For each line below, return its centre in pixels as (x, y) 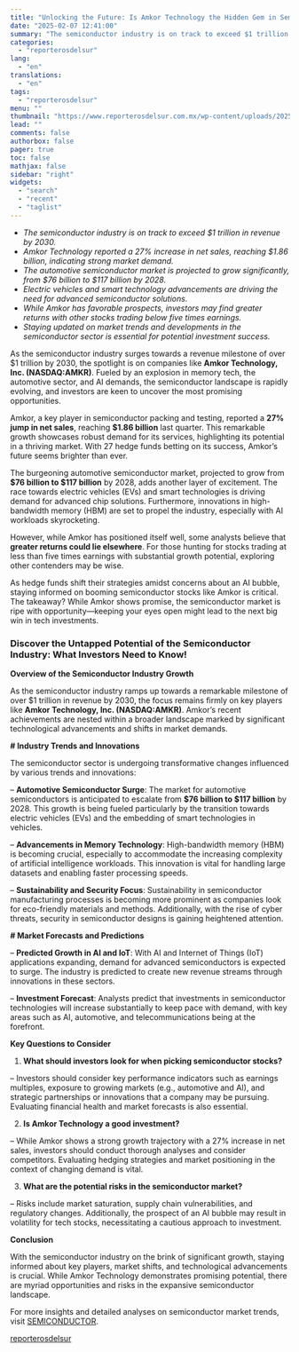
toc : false (30, 158)
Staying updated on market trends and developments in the (132, 327)
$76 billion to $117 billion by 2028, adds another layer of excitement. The (144, 482)
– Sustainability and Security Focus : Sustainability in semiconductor (136, 890)
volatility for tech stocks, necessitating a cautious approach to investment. (146, 1222)
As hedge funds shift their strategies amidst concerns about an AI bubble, (145, 582)
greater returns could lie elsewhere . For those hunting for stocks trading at (149, 546)
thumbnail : (30, 116)
